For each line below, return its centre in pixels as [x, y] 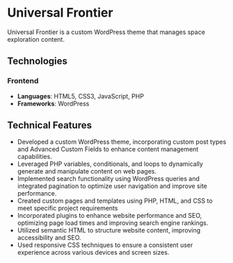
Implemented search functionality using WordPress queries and [109, 179]
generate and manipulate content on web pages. [87, 171]
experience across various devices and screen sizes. [93, 253]
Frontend [23, 81]
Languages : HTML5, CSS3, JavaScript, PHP [81, 96]
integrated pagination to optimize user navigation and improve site [112, 186]
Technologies [38, 61]
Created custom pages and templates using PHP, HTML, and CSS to [115, 201]
